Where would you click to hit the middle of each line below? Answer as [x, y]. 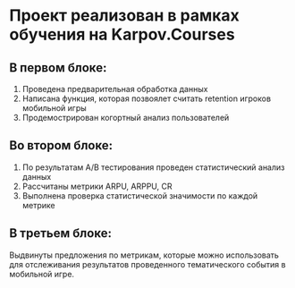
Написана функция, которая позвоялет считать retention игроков [146, 98]
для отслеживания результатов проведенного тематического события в [147, 264]
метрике [38, 205]
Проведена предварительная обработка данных [115, 89]
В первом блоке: [58, 68]
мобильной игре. [42, 274]
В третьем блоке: [60, 233]
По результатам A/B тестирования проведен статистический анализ [153, 167]
